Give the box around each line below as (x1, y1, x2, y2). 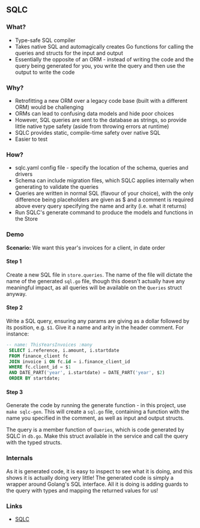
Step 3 (6, 388, 23, 396)
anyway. (6, 290, 27, 297)
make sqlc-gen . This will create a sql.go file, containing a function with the (6, 408, 189, 416)
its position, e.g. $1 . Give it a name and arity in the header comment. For (6, 324, 184, 331)
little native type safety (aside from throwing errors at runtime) (14, 123, 169, 130)
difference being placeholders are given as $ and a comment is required (14, 196, 194, 203)
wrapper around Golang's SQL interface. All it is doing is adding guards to (6, 480, 189, 488)
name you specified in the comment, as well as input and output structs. (6, 414, 185, 422)
